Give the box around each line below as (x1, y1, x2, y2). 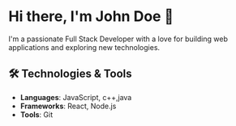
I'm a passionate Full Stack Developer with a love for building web (8, 34, 229, 44)
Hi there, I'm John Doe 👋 (8, 7, 174, 26)
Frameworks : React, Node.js (19, 101, 117, 111)
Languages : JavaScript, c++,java (19, 92, 132, 102)
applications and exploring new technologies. (8, 42, 161, 52)
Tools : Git (19, 109, 54, 120)
